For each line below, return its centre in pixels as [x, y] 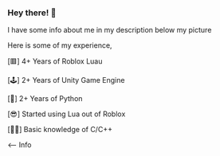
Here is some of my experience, [60, 45]
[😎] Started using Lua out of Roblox [67, 114]
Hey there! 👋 [32, 13]
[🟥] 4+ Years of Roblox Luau [55, 61]
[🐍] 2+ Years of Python [45, 99]
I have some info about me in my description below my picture [110, 30]
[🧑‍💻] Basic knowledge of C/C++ [60, 130]
